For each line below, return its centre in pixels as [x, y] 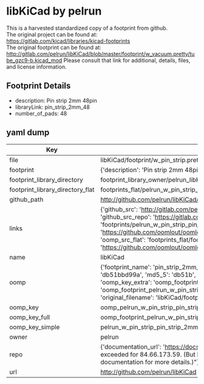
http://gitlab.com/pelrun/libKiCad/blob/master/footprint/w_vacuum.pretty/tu [101, 53]
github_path [26, 199]
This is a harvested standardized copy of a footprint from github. [87, 28]
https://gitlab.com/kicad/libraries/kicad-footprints [68, 41]
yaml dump [28, 133]
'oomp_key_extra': [126, 282]
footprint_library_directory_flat [52, 190]
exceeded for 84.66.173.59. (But [148, 354]
